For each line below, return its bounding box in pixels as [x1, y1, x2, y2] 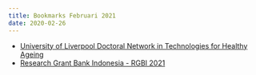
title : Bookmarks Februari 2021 [8, 11, 116, 20]
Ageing [19, 49, 44, 59]
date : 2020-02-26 [8, 19, 66, 27]
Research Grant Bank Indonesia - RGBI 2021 [19, 57, 166, 68]
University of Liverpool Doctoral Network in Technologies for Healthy [19, 41, 248, 50]
